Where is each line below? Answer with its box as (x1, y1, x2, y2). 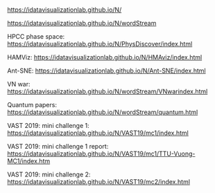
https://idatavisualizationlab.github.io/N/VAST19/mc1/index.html (7, 129, 189, 137)
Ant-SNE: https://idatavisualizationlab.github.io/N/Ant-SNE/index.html (7, 66, 206, 75)
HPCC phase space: (7, 33, 65, 41)
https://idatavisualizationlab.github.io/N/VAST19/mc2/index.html (7, 178, 191, 186)
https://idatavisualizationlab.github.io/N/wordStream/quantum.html (7, 108, 198, 116)
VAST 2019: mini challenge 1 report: (7, 143, 109, 151)
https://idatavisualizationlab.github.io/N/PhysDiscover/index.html (7, 40, 193, 48)
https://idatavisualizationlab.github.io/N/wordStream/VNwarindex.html (7, 87, 208, 95)
